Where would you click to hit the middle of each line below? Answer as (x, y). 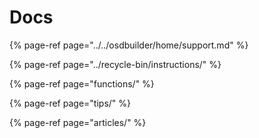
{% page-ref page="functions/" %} (82, 83)
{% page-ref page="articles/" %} (78, 122)
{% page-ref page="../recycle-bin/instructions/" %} (115, 64)
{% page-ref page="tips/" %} (70, 103)
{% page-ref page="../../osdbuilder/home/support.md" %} (129, 45)
